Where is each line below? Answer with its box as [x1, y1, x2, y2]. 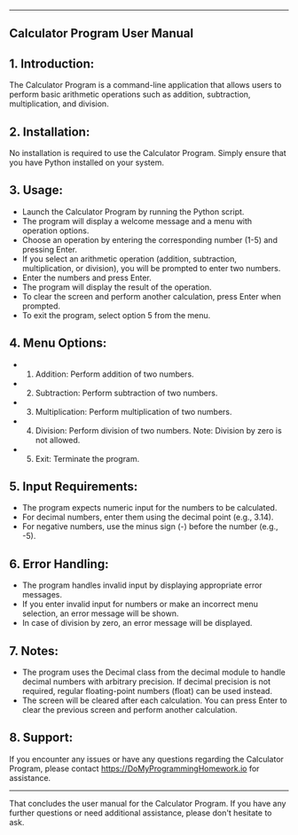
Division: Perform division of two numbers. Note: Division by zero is [35, 425, 282, 435]
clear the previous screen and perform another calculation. [21, 705, 238, 715]
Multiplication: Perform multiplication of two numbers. [35, 406, 232, 417]
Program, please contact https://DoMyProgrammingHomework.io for [9, 763, 260, 774]
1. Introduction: [9, 56, 95, 71]
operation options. [21, 225, 90, 236]
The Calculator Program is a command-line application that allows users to [9, 80, 282, 90]
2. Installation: [9, 124, 90, 139]
